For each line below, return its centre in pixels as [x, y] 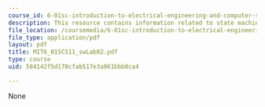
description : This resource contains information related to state [121, 23]
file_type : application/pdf [54, 37]
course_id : [26, 15]
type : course [30, 60]
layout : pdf [28, 45]
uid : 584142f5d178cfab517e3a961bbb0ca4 [74, 67]
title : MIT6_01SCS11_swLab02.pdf [63, 52]
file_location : [33, 30]
